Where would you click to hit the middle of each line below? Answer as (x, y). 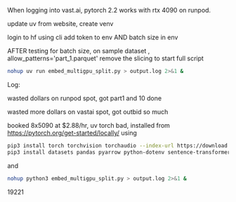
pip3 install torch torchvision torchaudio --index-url (91, 146)
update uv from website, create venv (60, 23)
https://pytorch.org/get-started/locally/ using (72, 133)
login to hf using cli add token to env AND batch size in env (93, 37)
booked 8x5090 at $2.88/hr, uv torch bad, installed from (89, 125)
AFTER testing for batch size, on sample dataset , (79, 51)
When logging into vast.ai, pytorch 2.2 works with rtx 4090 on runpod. (109, 10)
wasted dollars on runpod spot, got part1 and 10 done (85, 98)
